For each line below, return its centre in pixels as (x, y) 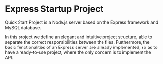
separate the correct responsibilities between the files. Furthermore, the (77, 42)
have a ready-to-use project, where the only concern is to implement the (78, 52)
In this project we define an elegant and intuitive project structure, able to (79, 37)
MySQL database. (23, 27)
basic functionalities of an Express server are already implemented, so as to (81, 47)
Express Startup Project (54, 9)
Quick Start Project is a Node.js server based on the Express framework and (82, 22)
